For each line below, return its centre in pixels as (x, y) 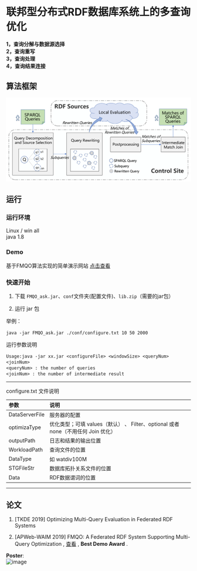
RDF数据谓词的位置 (72, 478)
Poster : (15, 556)
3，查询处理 (21, 59)
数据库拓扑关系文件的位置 (80, 468)
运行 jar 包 (27, 308)
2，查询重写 (21, 51)
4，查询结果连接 (26, 66)
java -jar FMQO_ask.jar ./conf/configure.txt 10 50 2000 (77, 333)
